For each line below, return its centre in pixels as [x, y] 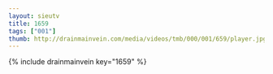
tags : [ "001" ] [32, 31]
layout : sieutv [34, 16]
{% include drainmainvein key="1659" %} [78, 62]
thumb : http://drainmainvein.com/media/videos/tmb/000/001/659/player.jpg [138, 39]
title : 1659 [28, 24]
